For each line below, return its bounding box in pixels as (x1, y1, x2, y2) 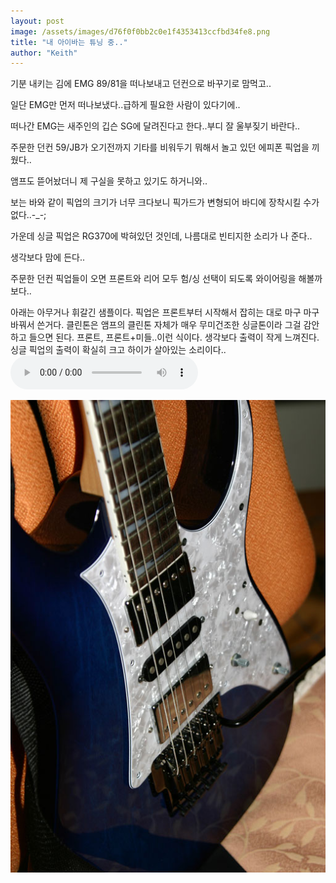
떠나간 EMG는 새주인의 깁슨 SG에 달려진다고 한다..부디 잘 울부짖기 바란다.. (10, 120, 301, 132)
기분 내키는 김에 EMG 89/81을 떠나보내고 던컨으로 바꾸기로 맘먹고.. (10, 78, 272, 90)
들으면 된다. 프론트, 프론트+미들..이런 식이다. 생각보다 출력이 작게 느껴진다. (28, 331, 320, 344)
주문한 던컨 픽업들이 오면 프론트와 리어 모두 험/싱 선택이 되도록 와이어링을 (10, 273, 297, 285)
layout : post (10, 16, 65, 26)
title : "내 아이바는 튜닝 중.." (10, 37, 128, 47)
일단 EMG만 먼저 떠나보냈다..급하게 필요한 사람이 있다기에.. (10, 99, 241, 111)
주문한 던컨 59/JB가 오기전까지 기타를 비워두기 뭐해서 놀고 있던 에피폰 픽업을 (10, 141, 310, 154)
